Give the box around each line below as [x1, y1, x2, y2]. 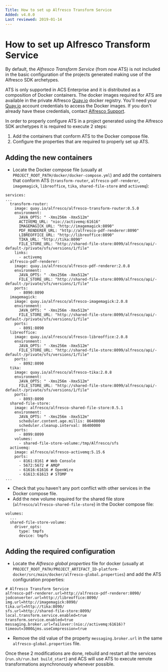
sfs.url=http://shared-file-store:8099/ [5, 608, 92, 613]
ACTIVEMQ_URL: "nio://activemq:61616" [18, 219, 101, 224]
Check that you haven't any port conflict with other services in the [12, 485, 151, 491]
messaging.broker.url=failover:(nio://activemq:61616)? [5, 621, 125, 627]
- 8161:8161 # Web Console [18, 459, 76, 464]
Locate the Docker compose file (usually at [12, 167, 103, 173]
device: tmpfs [18, 533, 49, 538]
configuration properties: [12, 576, 65, 582]
